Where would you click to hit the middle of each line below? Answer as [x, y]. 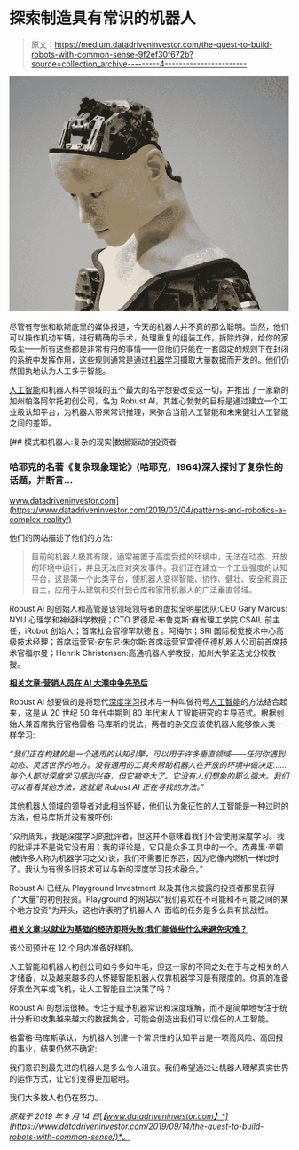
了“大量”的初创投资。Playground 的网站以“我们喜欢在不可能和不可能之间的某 [149, 899]
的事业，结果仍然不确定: [53, 1048]
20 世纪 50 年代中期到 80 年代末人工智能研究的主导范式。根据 [163, 712]
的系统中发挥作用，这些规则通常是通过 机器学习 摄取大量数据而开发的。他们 [145, 360]
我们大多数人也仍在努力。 [56, 1097]
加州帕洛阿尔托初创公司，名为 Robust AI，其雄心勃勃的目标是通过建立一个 [145, 401]
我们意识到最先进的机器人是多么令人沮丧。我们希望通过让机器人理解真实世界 [149, 1067]
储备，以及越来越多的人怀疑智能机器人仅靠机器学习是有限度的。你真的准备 [153, 977]
